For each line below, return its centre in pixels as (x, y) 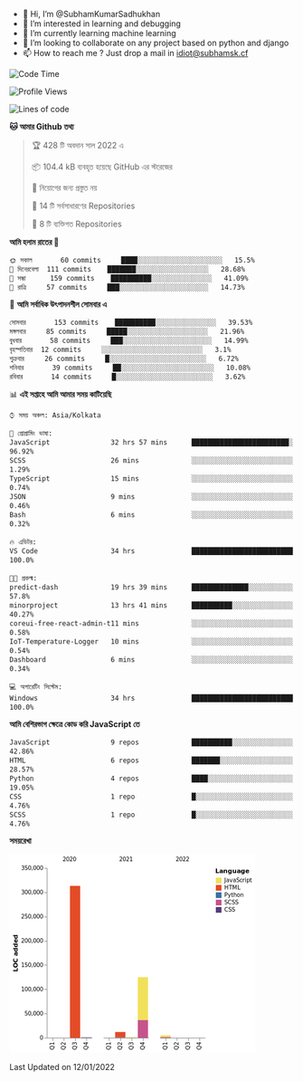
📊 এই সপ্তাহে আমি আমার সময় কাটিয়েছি (61, 394)
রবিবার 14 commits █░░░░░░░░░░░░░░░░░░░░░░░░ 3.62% (128, 377)
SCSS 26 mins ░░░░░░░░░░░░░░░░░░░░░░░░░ (151, 461)
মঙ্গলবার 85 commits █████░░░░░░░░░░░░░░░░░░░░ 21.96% (127, 331)
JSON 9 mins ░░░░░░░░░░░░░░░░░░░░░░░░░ (151, 497)
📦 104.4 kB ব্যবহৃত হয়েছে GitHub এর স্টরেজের (102, 167)
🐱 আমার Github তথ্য (42, 126)
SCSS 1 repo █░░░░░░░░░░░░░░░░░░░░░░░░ (151, 815)
